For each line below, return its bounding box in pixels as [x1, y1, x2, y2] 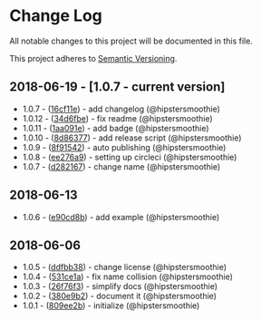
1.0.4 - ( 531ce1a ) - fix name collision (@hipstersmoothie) [22, 271, 234, 282]
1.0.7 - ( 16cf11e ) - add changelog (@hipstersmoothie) [22, 103, 220, 114]
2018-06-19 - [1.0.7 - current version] [9, 79, 226, 95]
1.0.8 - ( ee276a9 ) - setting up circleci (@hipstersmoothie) [22, 151, 237, 162]
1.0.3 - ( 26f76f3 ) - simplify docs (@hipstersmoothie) [22, 281, 218, 292]
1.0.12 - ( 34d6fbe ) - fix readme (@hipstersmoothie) [22, 112, 213, 123]
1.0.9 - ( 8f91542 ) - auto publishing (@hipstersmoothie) [22, 141, 227, 152]
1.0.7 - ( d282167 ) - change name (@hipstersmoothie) [22, 160, 221, 172]
